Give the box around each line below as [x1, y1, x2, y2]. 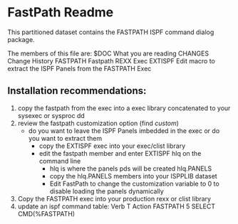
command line [38, 156, 81, 165]
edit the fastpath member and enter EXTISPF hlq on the [38, 149, 202, 157]
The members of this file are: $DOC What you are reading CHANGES [7, 49, 209, 58]
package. [7, 35, 35, 43]
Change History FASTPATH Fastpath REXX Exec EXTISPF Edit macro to [7, 56, 215, 65]
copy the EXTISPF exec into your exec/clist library [38, 142, 186, 150]
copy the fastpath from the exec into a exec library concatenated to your [17, 104, 231, 112]
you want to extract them [28, 134, 102, 142]
